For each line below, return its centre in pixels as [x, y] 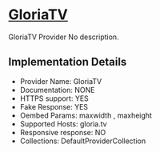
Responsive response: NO [63, 132]
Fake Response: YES [54, 106]
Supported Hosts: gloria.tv [63, 124]
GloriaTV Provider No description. [64, 37]
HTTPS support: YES [54, 98]
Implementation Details [68, 62]
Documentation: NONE [57, 90]
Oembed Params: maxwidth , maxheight [86, 115]
